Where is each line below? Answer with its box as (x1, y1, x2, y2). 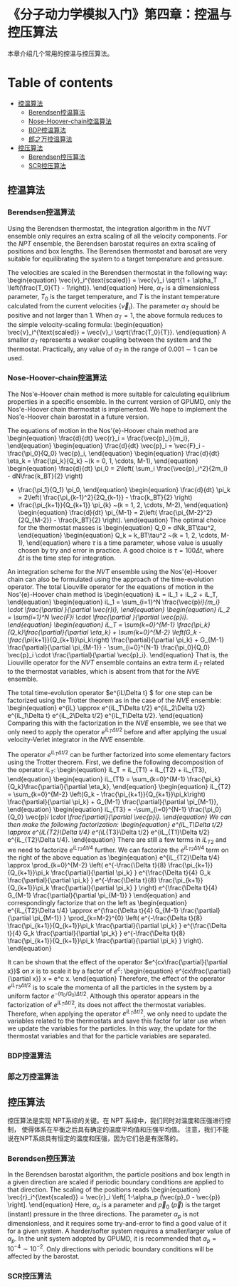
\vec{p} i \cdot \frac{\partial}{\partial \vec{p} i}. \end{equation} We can (25, 813, 232, 821)
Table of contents (7, 75, 114, 91)
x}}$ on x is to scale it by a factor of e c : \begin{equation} (7, 966, 174, 975)
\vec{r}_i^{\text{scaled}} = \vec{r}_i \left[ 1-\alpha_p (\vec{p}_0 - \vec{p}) (7, 1193, 221, 1202)
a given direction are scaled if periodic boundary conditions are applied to (7, 1178, 224, 1187)
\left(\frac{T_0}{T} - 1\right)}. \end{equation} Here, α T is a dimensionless (7, 283, 221, 293)
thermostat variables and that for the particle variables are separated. (7, 1032, 211, 1041)
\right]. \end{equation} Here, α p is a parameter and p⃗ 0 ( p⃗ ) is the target (7, 1201, 221, 1211)
